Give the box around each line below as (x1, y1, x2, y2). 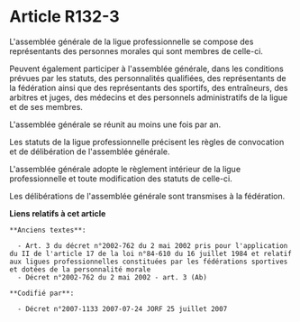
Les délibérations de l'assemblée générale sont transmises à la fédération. (9, 190, 286, 201)
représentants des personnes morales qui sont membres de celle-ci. (9, 45, 264, 56)
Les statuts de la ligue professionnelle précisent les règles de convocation (9, 136, 285, 147)
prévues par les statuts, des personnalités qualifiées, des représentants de (9, 72, 286, 83)
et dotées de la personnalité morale (9, 264, 151, 274)
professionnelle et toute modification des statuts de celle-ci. (9, 173, 232, 184)
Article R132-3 (9, 6, 120, 27)
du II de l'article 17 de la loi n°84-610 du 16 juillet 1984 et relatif (9, 249, 293, 258)
